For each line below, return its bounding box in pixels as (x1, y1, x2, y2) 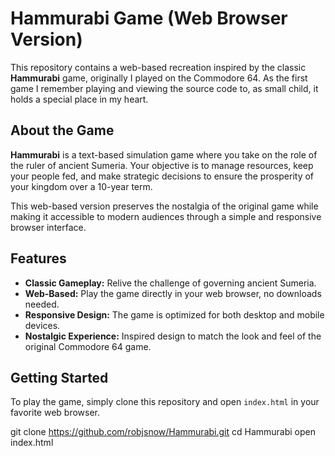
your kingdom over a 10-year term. (10, 180, 153, 192)
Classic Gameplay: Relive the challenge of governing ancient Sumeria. (24, 277, 317, 289)
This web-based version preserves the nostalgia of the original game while (10, 200, 319, 212)
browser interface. (10, 221, 87, 233)
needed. (24, 298, 60, 310)
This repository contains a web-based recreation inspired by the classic (10, 61, 307, 73)
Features (10, 250, 67, 267)
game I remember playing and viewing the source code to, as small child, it (10, 82, 319, 94)
